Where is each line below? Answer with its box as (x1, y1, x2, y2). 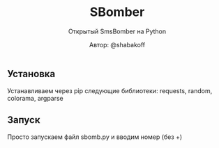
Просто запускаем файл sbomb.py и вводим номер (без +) (7, 133, 183, 141)
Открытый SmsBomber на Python (68, 27, 167, 35)
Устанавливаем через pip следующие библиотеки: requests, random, (7, 86, 213, 94)
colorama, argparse (7, 94, 64, 102)
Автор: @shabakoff (89, 40, 145, 49)
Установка (7, 68, 56, 80)
